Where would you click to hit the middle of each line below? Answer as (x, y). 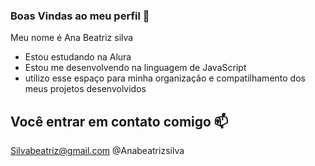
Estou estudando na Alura (78, 57)
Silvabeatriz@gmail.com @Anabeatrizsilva (97, 151)
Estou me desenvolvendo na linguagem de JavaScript (135, 68)
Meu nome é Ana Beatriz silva (72, 38)
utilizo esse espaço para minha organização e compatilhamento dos (165, 78)
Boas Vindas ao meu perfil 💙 (80, 16)
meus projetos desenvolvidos (85, 89)
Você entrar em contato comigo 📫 (119, 121)
